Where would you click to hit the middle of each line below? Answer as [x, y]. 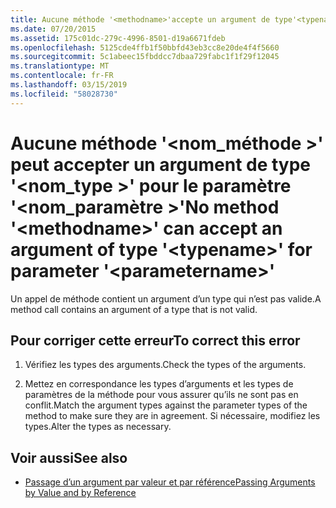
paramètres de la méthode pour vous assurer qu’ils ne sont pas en [161, 395]
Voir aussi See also [69, 457]
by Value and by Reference [80, 493]
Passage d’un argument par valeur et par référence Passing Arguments [170, 482]
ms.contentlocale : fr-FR [62, 76]
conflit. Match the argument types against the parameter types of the [166, 405]
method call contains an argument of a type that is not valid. [134, 309]
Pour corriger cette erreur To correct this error [155, 340]
